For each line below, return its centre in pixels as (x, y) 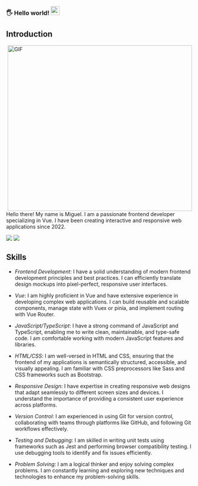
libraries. (25, 344)
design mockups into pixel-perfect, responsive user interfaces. (91, 284)
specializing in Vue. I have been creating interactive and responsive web (94, 220)
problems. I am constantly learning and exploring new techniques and (99, 470)
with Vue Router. (34, 314)
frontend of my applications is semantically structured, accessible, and (100, 362)
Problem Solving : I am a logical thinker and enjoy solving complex (94, 464)
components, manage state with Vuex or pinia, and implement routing (99, 308)
